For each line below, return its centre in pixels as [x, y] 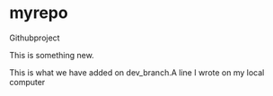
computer [27, 82]
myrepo [39, 13]
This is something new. [52, 55]
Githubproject [35, 38]
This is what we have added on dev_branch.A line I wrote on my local [137, 72]
